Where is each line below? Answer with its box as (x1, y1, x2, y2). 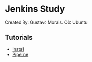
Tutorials (5, 33, 33, 42)
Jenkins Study (5, 3, 65, 15)
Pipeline (12, 51, 29, 57)
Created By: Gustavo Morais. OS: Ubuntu (5, 19, 88, 25)
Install (12, 46, 24, 52)
